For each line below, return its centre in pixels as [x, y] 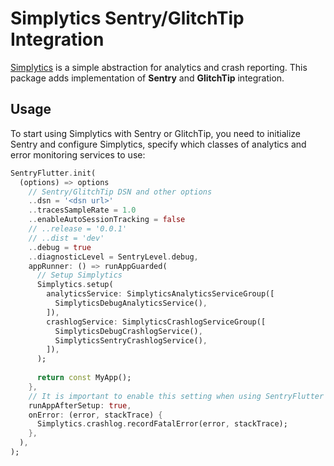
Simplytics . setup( [75, 285]
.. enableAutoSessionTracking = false [107, 220]
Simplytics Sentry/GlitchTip [127, 18]
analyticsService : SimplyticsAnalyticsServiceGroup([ [160, 294]
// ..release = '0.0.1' [78, 229]
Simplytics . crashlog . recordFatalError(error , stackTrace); [162, 424]
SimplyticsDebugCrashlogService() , [128, 331]
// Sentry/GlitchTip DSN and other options [120, 192]
